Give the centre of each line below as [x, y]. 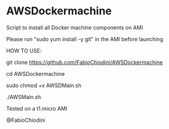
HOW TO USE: [24, 50]
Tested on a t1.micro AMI [37, 108]
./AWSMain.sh [24, 97]
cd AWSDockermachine [35, 73]
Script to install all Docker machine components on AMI [75, 27]
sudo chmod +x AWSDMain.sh [44, 85]
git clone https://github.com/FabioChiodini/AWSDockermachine [84, 62]
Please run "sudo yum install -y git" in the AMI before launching [85, 39]
